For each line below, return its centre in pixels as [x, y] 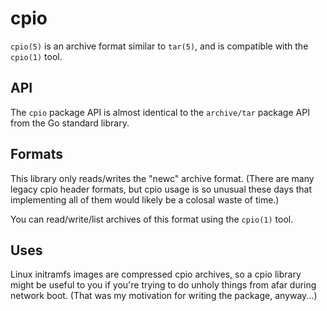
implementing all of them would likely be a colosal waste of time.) [145, 199]
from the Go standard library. [70, 123]
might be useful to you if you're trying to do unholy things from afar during [163, 285]
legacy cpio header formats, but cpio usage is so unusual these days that [161, 189]
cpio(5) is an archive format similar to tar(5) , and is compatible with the [159, 46]
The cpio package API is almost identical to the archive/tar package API [160, 112]
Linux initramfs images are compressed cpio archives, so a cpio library [156, 274]
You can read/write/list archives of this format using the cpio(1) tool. [152, 219]
